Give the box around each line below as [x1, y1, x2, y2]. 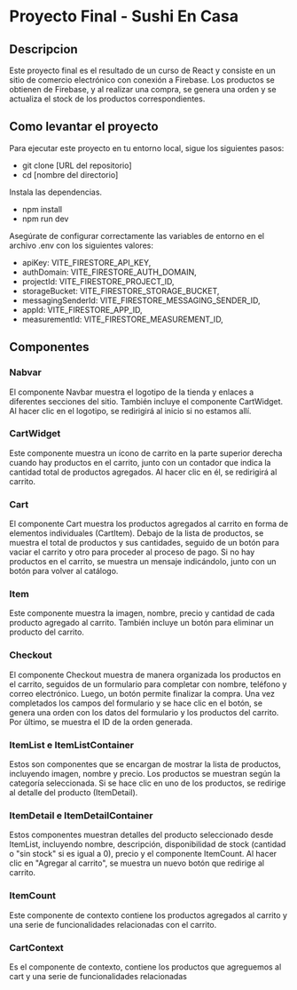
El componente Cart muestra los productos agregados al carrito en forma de [9, 518, 289, 530]
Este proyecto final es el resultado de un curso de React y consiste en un [9, 65, 277, 76]
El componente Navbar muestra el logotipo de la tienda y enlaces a [9, 387, 254, 397]
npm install [21, 204, 63, 214]
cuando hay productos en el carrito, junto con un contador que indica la [9, 457, 271, 467]
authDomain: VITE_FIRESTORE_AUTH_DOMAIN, [21, 267, 197, 277]
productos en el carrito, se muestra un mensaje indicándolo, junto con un [9, 556, 277, 567]
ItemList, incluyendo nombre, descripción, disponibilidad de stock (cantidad [9, 839, 286, 850]
